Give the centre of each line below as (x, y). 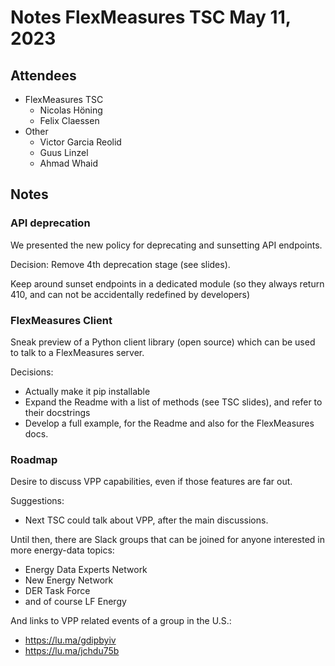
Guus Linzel (64, 152)
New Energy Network (69, 580)
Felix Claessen (69, 120)
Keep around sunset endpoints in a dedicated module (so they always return (167, 283)
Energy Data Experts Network (86, 570)
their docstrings (57, 412)
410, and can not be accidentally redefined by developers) (130, 294)
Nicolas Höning (71, 110)
